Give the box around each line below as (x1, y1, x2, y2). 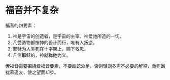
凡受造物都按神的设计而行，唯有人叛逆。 (12, 39, 97, 46)
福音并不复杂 (5, 5, 59, 16)
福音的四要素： (5, 22, 37, 28)
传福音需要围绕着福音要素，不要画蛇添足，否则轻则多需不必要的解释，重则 (5, 63, 161, 69)
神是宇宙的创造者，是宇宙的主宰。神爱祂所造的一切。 (12, 33, 124, 39)
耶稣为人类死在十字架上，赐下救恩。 (12, 46, 89, 52)
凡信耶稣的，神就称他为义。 (12, 52, 71, 58)
